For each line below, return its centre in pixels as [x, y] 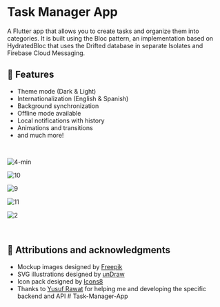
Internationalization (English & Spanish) [73, 98]
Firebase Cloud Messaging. [46, 53]
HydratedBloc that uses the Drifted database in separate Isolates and [105, 45]
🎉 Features [31, 75]
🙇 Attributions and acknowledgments [89, 250]
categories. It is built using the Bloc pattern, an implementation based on [110, 38]
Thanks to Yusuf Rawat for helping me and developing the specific [112, 288]
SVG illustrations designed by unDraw [71, 274]
